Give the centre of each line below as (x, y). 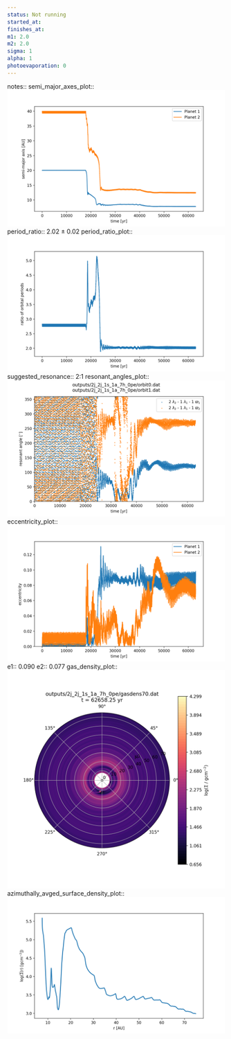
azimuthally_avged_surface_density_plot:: (66, 893)
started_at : (24, 22)
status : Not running (37, 15)
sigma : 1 (20, 51)
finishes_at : (26, 29)
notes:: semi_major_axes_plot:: (51, 86)
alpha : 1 (20, 59)
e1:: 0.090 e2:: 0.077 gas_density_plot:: (62, 666)
